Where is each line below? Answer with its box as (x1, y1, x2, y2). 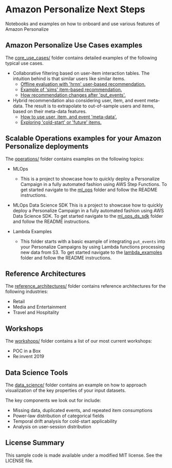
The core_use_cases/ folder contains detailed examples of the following (5, 54, 158, 61)
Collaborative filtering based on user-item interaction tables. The (12, 70, 150, 76)
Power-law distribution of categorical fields (12, 413, 104, 419)
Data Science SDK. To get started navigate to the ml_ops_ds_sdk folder (12, 213, 163, 219)
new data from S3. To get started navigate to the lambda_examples (20, 249, 163, 255)
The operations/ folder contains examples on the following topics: (5, 156, 144, 162)
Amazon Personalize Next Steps (5, 4, 145, 15)
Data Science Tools (5, 368, 68, 377)
